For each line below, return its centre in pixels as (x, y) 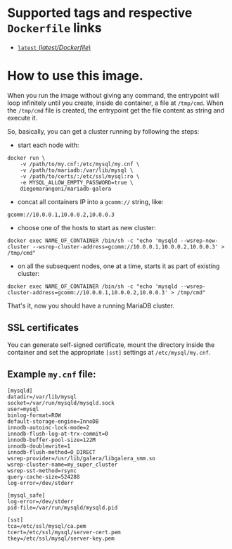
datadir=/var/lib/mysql (42, 397)
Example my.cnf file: (52, 374)
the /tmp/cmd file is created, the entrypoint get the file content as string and (116, 110)
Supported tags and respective (100, 13)
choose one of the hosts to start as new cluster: (86, 227)
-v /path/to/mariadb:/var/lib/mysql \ (77, 170)
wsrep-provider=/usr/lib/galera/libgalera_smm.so (82, 458)
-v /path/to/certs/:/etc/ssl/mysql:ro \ (80, 176)
